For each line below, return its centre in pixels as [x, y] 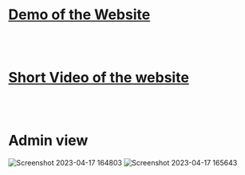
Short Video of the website [99, 78]
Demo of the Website [79, 15]
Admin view [48, 141]
